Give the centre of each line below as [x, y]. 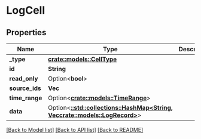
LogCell [26, 10]
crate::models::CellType [82, 59]
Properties [26, 33]
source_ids [25, 88]
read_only [24, 78]
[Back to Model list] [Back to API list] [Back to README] [75, 130]
